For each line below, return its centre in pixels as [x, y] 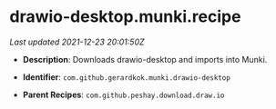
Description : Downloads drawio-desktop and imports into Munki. [145, 59]
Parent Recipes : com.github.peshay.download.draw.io [123, 94]
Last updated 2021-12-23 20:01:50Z [77, 42]
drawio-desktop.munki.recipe [125, 17]
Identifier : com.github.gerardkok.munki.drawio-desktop [126, 77]
